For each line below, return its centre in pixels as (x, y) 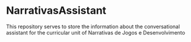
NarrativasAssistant (56, 11)
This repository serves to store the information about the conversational (93, 26)
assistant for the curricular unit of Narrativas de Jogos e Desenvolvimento (95, 32)
